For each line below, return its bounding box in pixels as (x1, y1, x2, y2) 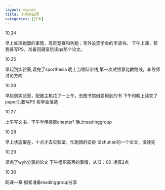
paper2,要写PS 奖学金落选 (5, 99, 58, 105)
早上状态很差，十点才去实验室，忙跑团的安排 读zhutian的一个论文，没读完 (5, 139, 156, 145)
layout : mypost (5, 7, 37, 12)
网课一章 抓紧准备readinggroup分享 (5, 179, 78, 186)
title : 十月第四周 (5, 12, 40, 17)
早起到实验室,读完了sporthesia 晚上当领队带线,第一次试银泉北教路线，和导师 (5, 66, 161, 72)
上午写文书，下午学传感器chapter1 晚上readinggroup (5, 119, 112, 125)
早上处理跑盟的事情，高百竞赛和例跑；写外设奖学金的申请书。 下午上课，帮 (5, 40, 158, 46)
